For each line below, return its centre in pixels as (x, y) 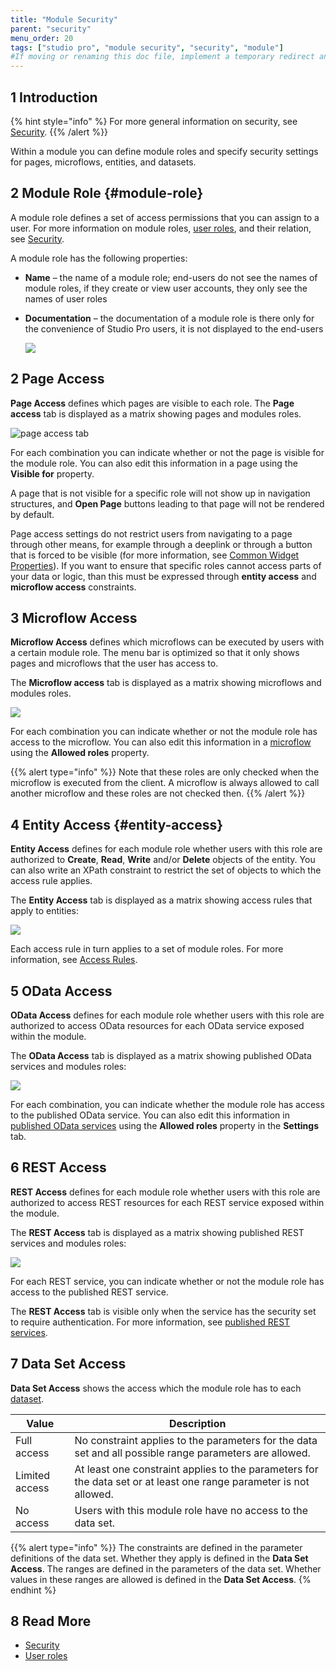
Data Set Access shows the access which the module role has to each (156, 1388)
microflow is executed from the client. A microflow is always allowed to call (165, 783)
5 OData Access (61, 991)
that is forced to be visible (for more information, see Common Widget (155, 555)
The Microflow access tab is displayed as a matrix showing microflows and (166, 683)
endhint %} (33, 1590)
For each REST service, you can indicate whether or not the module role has (167, 1281)
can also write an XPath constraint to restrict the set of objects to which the (166, 870)
